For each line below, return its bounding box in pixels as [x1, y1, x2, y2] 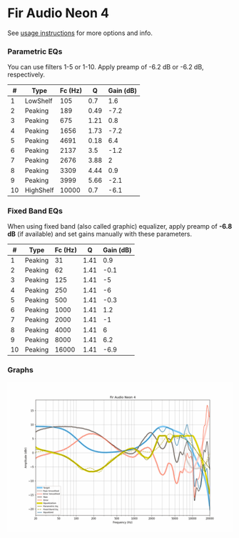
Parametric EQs [7, 46, 63, 56]
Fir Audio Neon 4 [7, 5, 109, 21]
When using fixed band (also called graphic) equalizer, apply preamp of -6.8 [7, 222, 233, 231]
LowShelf [24, 96, 53, 105]
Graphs [7, 365, 34, 375]
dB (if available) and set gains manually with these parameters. [7, 230, 193, 239]
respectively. [7, 70, 45, 79]
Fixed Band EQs [7, 206, 63, 216]
